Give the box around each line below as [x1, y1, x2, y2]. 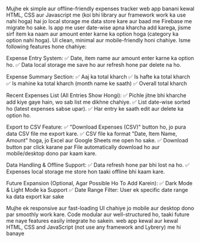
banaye [6, 230, 25, 237]
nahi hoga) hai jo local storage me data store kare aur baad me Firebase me [6, 18, 192, 24]
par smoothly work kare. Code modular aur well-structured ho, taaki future [6, 211, 190, 218]
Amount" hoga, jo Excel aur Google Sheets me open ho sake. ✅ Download [6, 137, 189, 144]
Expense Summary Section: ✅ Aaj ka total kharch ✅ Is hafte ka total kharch [6, 73, 190, 80]
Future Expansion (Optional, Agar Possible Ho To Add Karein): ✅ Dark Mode [6, 180, 193, 186]
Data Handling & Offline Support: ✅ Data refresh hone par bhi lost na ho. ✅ [6, 161, 190, 169]
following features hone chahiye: [6, 43, 87, 50]
